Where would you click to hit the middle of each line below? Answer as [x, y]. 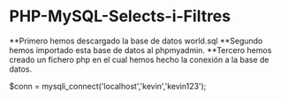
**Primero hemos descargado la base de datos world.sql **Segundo [136, 41]
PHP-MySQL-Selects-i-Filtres [120, 16]
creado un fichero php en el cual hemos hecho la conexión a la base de [139, 59]
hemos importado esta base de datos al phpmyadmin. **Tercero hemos [140, 50]
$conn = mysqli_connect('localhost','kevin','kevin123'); [108, 86]
